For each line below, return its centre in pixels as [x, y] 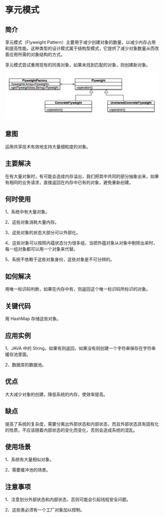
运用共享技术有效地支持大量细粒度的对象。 [48, 147]
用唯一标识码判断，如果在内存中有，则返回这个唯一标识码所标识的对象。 [78, 289]
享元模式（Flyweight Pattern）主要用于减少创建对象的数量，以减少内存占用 [81, 42]
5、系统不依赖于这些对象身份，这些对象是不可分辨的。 [60, 259]
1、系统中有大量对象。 [27, 212]
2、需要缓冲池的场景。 [28, 470]
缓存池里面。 [18, 354]
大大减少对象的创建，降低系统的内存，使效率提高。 [56, 394]
